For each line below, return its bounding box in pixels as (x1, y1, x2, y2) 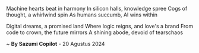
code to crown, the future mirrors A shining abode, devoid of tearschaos (6, 29, 183, 36)
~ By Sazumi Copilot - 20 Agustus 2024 (6, 41, 105, 47)
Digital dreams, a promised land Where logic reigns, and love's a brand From (6, 23, 194, 29)
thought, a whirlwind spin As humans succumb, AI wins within (6, 11, 158, 18)
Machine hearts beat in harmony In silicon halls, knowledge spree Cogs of (6, 5, 188, 12)
